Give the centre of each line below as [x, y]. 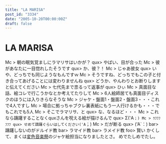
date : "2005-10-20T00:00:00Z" [36, 19]
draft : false [19, 24]
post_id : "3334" [22, 14]
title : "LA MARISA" [25, 10]
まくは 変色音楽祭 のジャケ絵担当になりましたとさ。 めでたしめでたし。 [86, 137]
